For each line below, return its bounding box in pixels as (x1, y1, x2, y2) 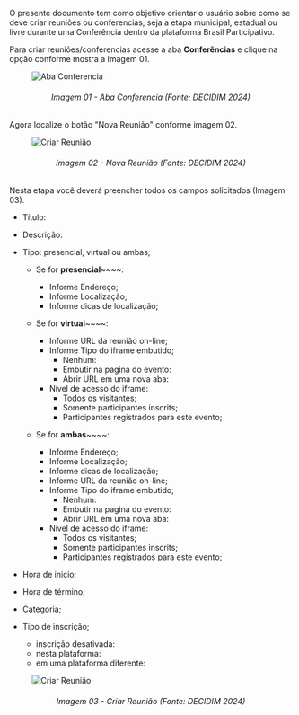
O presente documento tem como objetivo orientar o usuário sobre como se (9, 8, 291, 18)
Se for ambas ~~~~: (35, 429, 110, 440)
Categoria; (22, 604, 62, 614)
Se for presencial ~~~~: (35, 264, 124, 275)
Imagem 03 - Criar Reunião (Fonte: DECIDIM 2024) (56, 696, 246, 706)
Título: (22, 212, 47, 223)
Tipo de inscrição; (22, 622, 90, 632)
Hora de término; (22, 587, 85, 597)
